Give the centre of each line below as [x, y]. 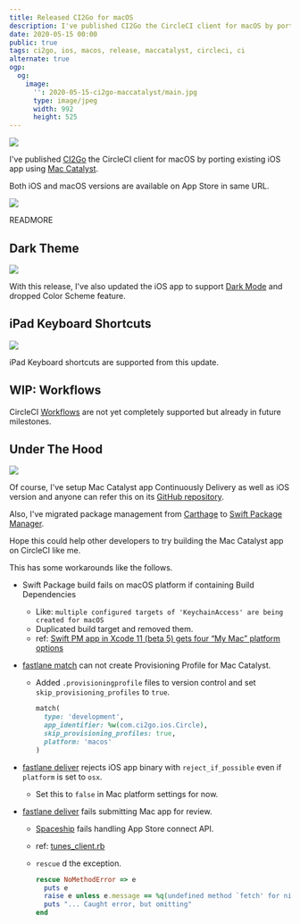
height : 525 [55, 117]
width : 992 [53, 109]
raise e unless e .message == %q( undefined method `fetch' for [162, 896]
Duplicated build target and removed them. [114, 629]
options [50, 648]
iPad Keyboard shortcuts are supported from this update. [114, 362]
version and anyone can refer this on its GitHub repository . [117, 497]
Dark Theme [44, 248]
